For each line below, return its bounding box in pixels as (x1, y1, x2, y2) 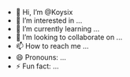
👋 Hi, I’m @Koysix (15, 8, 73, 16)
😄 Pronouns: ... (15, 53, 67, 62)
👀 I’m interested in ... (15, 16, 83, 25)
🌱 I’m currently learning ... (15, 24, 100, 33)
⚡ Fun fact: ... (15, 61, 59, 71)
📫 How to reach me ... (15, 42, 89, 50)
